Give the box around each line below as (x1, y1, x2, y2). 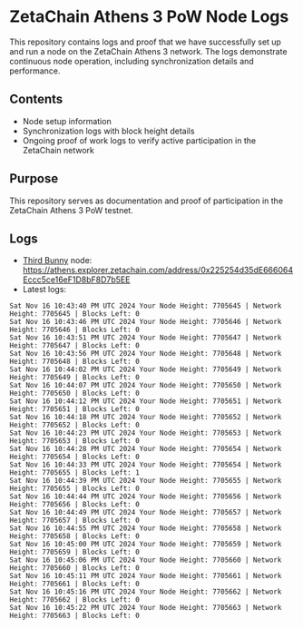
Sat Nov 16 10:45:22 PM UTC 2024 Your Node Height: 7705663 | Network (9, 604, 282, 613)
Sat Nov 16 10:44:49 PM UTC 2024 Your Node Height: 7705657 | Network (9, 508, 282, 517)
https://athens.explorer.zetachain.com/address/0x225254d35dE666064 (22, 265, 293, 276)
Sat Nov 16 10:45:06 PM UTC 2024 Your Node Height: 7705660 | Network (9, 555, 282, 565)
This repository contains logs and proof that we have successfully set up (9, 36, 281, 47)
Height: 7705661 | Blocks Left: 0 (9, 579, 141, 589)
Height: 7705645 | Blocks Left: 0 (9, 310, 141, 319)
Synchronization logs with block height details (22, 125, 195, 136)
